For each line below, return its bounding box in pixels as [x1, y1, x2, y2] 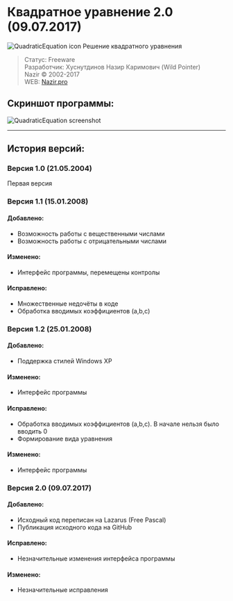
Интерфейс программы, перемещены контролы [17, 268, 160, 277]
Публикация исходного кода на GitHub [17, 522, 132, 532]
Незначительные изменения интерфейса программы [17, 554, 175, 563]
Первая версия [7, 179, 53, 188]
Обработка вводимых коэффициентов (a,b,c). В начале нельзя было [17, 420, 220, 428]
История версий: [7, 143, 85, 155]
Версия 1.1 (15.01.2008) [7, 197, 89, 206]
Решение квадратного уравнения [83, 42, 182, 50]
